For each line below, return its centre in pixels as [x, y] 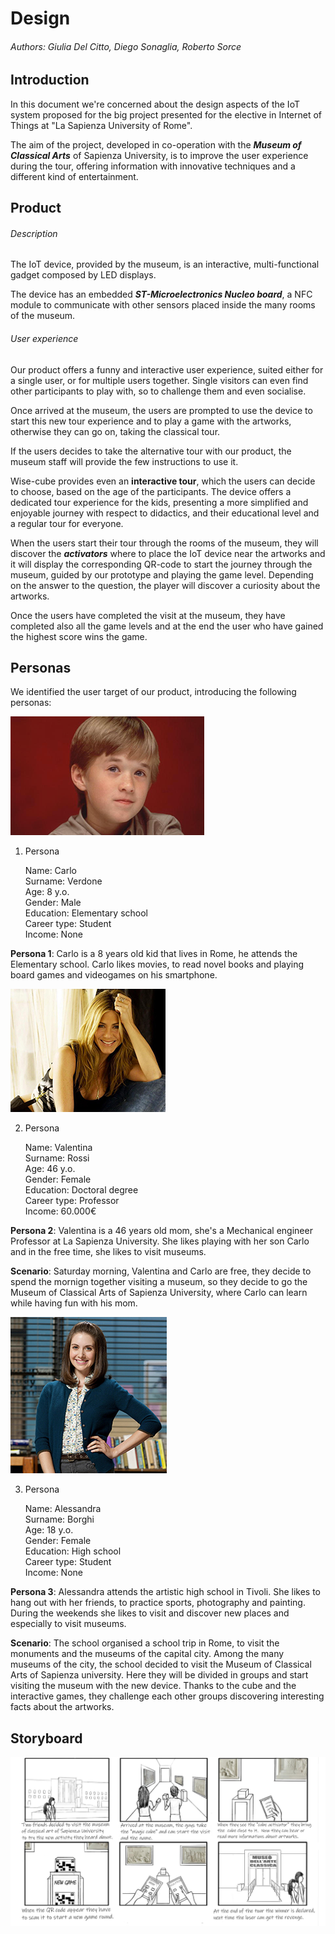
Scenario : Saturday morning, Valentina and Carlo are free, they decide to [161, 1271]
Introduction [50, 80]
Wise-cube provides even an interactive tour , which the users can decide [163, 481]
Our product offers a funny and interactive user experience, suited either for [167, 369]
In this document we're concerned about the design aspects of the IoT [155, 104]
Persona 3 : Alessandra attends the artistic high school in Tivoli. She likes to [166, 1592]
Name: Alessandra [63, 1509]
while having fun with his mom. [74, 1303]
